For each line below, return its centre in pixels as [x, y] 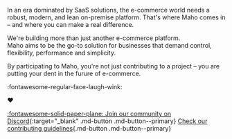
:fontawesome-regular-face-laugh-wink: [65, 87]
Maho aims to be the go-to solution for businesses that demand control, [110, 45]
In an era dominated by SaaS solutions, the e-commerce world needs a [108, 10]
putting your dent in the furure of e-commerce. [74, 73]
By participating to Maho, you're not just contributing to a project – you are [114, 66]
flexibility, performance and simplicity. [62, 53]
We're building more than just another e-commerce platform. [94, 38]
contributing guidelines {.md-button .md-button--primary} [89, 128]
